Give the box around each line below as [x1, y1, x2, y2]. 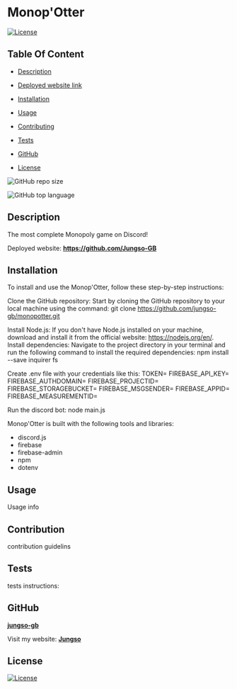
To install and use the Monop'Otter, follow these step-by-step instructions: [7, 283, 224, 291]
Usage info [7, 503, 40, 511]
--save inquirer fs [7, 356, 59, 364]
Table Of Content [7, 48, 84, 60]
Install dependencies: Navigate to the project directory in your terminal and [7, 341, 226, 349]
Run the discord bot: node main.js [7, 405, 106, 415]
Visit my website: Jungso [7, 634, 81, 643]
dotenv [17, 464, 39, 472]
